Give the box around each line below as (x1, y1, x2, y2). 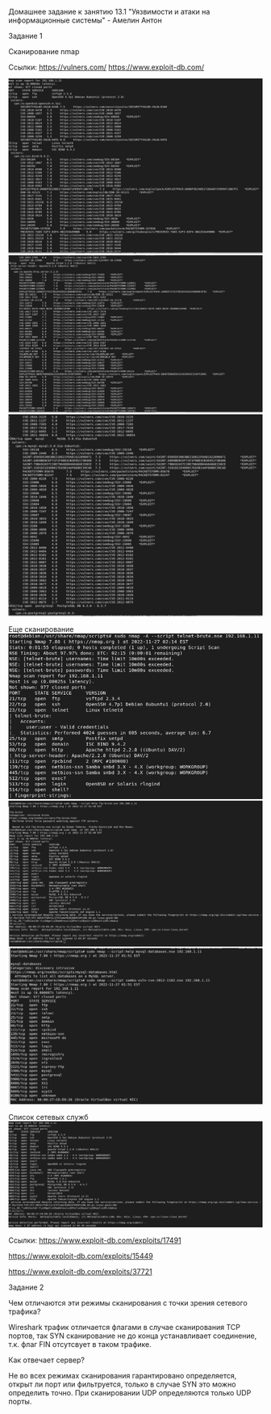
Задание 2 (8, 1282, 44, 1292)
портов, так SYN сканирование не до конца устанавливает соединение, (8, 1331, 257, 1340)
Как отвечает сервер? (8, 1355, 85, 1365)
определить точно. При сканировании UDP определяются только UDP (8, 1388, 252, 1398)
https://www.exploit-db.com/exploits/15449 (8, 1252, 153, 1261)
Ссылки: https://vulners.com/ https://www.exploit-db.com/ (8, 62, 205, 72)
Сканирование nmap (8, 47, 80, 56)
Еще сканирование (8, 624, 74, 633)
